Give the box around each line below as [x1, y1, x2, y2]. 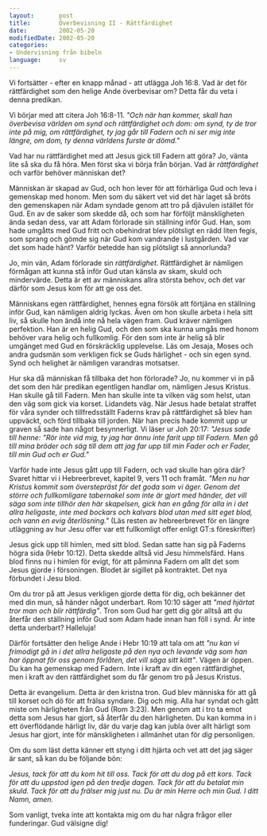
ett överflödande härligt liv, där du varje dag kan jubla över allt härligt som [9, 721, 251, 731]
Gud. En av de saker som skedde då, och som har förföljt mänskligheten [9, 209, 245, 218]
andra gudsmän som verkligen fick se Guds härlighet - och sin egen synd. [9, 350, 252, 359]
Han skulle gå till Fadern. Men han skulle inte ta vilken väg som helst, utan [9, 390, 251, 400]
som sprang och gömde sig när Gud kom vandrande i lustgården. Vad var [9, 234, 250, 244]
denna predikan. [9, 95, 63, 104]
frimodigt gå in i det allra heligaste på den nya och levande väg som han [9, 647, 248, 656]
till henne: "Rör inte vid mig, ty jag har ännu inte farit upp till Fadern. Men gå [9, 432, 259, 442]
